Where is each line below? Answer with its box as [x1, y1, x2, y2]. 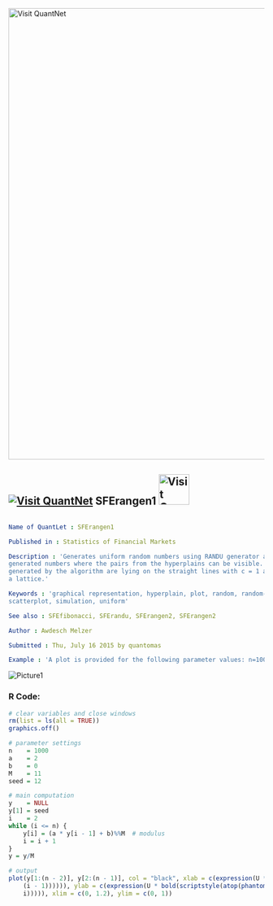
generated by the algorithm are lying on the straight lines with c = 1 [8, 568, 260, 576]
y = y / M [8, 852, 35, 860]
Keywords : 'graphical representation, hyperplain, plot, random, [8, 590, 238, 598]
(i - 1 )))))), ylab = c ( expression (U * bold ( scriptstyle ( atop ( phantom [23, 882, 267, 891]
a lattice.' [8, 575, 49, 583]
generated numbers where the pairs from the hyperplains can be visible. [8, 560, 264, 568]
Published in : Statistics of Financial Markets [8, 538, 176, 546]
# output [8, 867, 38, 875]
